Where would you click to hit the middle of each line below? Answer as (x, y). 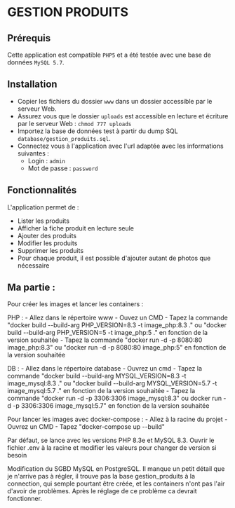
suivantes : (33, 153)
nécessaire (33, 265)
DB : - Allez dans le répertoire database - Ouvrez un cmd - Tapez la (105, 369)
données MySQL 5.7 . (36, 62)
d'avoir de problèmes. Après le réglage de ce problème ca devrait (102, 491)
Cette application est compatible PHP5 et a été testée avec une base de (109, 55)
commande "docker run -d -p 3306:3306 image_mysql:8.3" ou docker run (115, 398)
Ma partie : (32, 288)
